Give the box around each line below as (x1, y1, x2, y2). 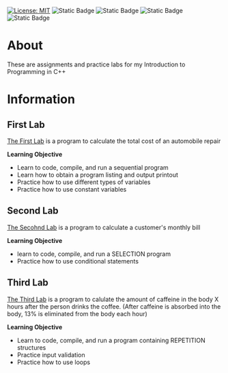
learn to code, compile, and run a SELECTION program (16, 250, 171, 258)
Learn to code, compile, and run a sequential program (16, 163, 169, 171)
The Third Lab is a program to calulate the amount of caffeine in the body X (7, 295, 219, 303)
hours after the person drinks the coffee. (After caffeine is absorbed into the (7, 302, 221, 311)
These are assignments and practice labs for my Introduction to (7, 60, 186, 68)
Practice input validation (16, 350, 85, 359)
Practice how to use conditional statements (16, 257, 139, 265)
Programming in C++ (7, 67, 66, 75)
